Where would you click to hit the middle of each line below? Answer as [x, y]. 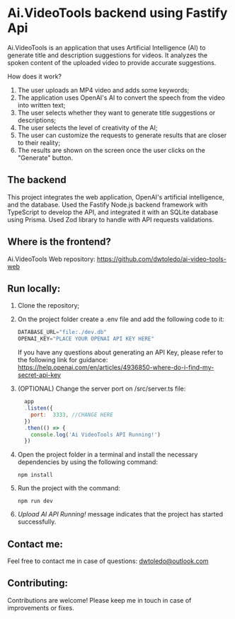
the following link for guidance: [63, 360]
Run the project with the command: [69, 488]
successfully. [37, 522]
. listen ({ [39, 408]
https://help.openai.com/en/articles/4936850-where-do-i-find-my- [116, 368]
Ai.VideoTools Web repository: [51, 259]
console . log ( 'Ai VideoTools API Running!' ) [96, 434]
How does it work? [35, 76]
